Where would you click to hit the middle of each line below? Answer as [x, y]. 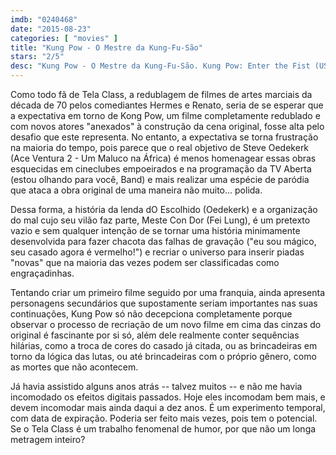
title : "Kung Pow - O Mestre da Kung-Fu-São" [106, 47]
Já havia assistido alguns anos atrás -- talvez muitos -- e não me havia [156, 386]
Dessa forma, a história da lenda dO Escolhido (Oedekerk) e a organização [164, 209]
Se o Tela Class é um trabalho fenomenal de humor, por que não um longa [163, 429]
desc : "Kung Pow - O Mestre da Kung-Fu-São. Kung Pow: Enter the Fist [160, 66]
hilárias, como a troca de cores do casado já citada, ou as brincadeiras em [164, 345]
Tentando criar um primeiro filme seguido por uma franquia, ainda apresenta [168, 292]
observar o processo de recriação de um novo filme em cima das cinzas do [166, 324]
